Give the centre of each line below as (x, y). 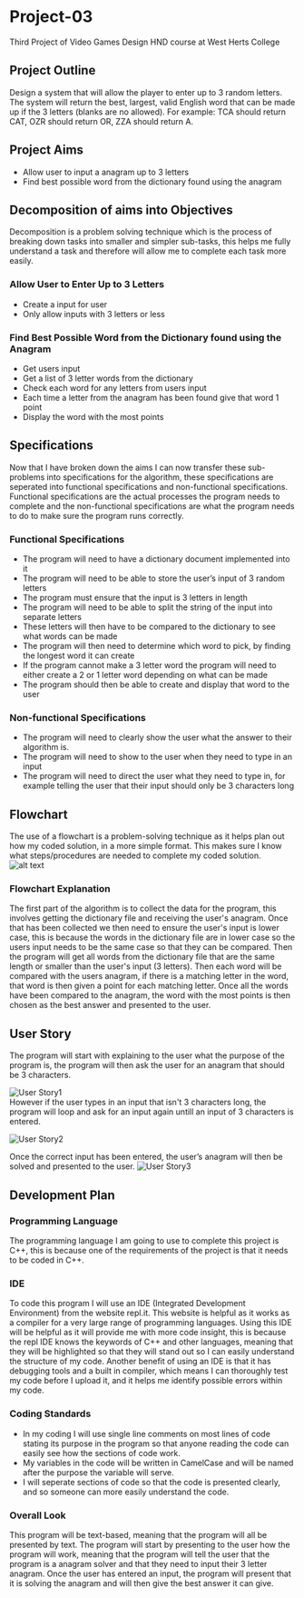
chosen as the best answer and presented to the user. (110, 1005)
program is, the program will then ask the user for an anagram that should (147, 1065)
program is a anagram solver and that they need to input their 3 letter (138, 1563)
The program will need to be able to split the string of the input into (147, 607)
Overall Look (38, 1515)
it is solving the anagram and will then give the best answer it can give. (142, 1583)
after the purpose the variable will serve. (98, 1472)
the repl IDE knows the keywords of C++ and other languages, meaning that (151, 1342)
